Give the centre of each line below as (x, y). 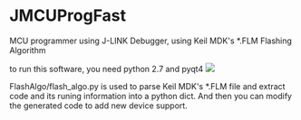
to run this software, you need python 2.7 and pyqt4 (107, 69)
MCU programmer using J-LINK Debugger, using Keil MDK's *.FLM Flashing (151, 41)
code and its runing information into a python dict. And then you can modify (151, 96)
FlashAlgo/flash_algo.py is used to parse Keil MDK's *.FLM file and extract (147, 86)
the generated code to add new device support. (98, 106)
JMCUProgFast (68, 16)
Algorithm (28, 50)
